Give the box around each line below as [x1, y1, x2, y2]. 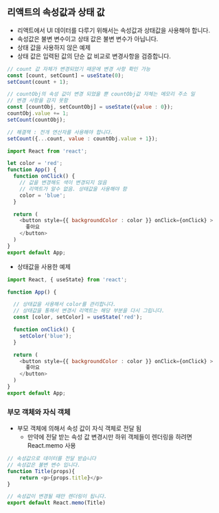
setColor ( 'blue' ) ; [19, 332, 72, 339]
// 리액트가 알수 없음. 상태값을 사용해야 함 [19, 185, 128, 193]
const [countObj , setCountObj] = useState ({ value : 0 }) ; [7, 104, 174, 111]
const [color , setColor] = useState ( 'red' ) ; [13, 314, 143, 321]
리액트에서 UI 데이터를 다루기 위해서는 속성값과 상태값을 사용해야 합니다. [16, 26, 211, 34]
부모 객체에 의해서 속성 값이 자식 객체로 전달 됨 [16, 424, 142, 433]
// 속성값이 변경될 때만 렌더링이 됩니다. [7, 493, 108, 500]
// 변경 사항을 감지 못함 [7, 97, 69, 105]
